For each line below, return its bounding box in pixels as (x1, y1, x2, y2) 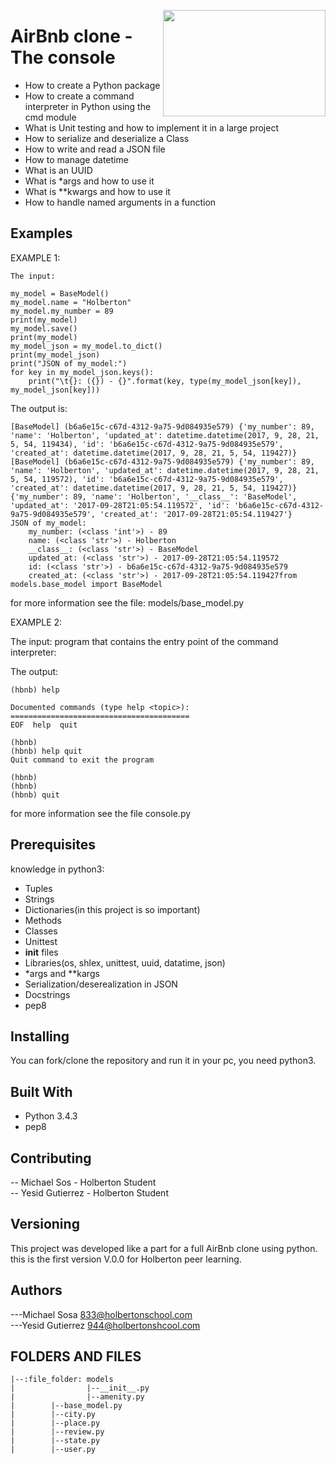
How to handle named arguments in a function (24, 196, 217, 208)
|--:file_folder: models (10, 1375, 114, 1385)
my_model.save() (10, 323, 78, 334)
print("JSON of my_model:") (10, 358, 128, 369)
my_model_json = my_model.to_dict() (10, 341, 163, 351)
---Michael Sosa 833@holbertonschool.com (10, 1308, 193, 1320)
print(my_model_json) (10, 350, 101, 360)
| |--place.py (10, 1418, 101, 1429)
